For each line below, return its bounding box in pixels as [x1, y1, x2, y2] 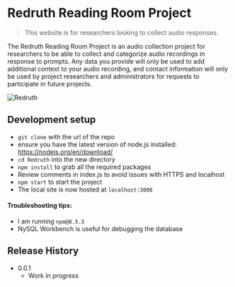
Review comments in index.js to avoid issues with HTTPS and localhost [17, 170, 225, 178]
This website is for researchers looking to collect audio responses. [24, 28, 219, 37]
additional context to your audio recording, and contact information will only [7, 64, 229, 73]
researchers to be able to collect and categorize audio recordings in [7, 49, 205, 58]
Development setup [7, 114, 96, 126]
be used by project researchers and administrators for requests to [7, 72, 200, 81]
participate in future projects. [7, 79, 93, 88]
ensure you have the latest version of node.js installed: [17, 140, 177, 148]
